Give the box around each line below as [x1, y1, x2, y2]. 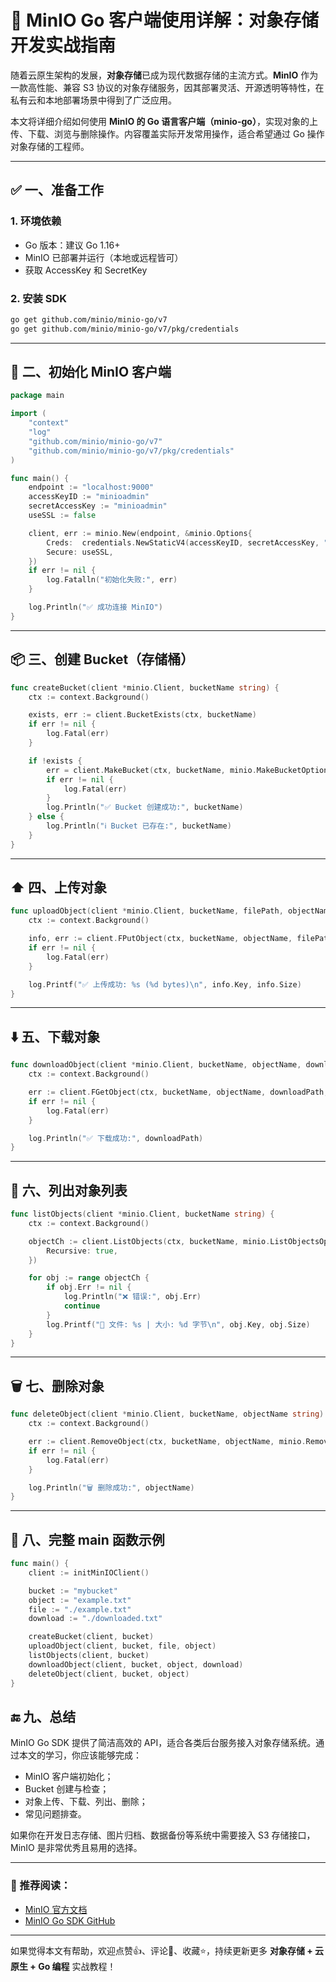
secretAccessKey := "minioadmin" [28, 501, 168, 511]
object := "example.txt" [28, 1595, 132, 1605]
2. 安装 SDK [10, 291, 68, 305]
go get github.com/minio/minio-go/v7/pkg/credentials [10, 324, 240, 334]
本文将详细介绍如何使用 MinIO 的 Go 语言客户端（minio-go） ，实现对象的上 [10, 115, 318, 127]
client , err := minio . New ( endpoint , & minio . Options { [28, 528, 253, 538]
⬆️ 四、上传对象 [10, 879, 108, 896]
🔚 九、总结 [10, 1709, 77, 1725]
